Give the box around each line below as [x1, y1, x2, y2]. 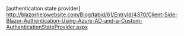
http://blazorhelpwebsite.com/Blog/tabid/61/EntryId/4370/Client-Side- [6, 11, 178, 18]
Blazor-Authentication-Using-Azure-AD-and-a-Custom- [6, 17, 143, 24]
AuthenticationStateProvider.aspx [6, 23, 88, 30]
